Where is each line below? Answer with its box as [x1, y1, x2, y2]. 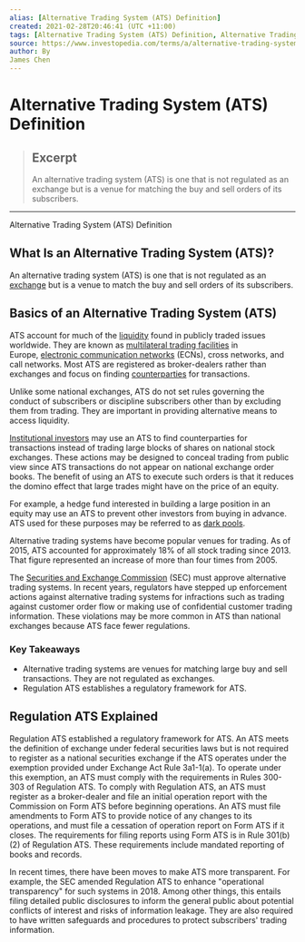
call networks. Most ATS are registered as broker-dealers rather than [9, 358, 267, 369]
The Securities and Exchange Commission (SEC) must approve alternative [9, 572, 287, 583]
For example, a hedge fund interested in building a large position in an [9, 498, 271, 509]
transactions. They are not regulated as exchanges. [22, 672, 215, 683]
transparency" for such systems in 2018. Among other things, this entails [9, 886, 281, 897]
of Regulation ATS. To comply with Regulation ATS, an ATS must [26, 781, 266, 792]
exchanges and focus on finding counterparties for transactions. [9, 368, 251, 379]
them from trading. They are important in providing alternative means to [9, 405, 278, 416]
